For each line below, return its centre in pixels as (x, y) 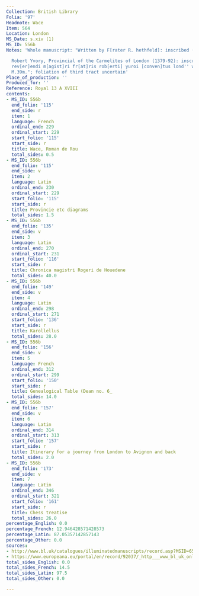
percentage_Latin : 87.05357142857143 (53, 535)
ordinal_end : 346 (33, 491)
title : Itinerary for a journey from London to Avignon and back (94, 452)
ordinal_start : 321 (36, 496)
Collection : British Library (42, 12)
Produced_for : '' (28, 83)
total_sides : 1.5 (33, 215)
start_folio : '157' (36, 441)
